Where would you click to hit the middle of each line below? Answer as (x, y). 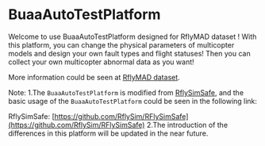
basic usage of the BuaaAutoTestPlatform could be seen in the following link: (133, 101)
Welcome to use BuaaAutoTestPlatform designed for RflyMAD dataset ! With (132, 36)
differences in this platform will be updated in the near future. (108, 133)
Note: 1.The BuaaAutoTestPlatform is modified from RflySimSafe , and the (126, 92)
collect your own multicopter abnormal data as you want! (101, 62)
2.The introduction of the (187, 125)
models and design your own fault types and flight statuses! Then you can (130, 53)
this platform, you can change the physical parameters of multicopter (121, 44)
